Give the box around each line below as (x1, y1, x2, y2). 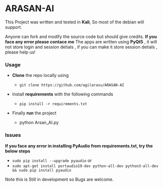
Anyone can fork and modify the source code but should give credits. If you (5, 34, 157, 39)
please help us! (5, 49, 36, 55)
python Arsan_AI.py (19, 120, 59, 126)
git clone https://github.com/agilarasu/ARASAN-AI (19, 83, 125, 88)
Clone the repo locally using (12, 73, 69, 78)
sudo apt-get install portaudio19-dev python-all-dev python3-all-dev (12, 164, 159, 168)
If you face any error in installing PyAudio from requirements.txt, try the (5, 143, 153, 149)
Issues (5, 132, 21, 139)
